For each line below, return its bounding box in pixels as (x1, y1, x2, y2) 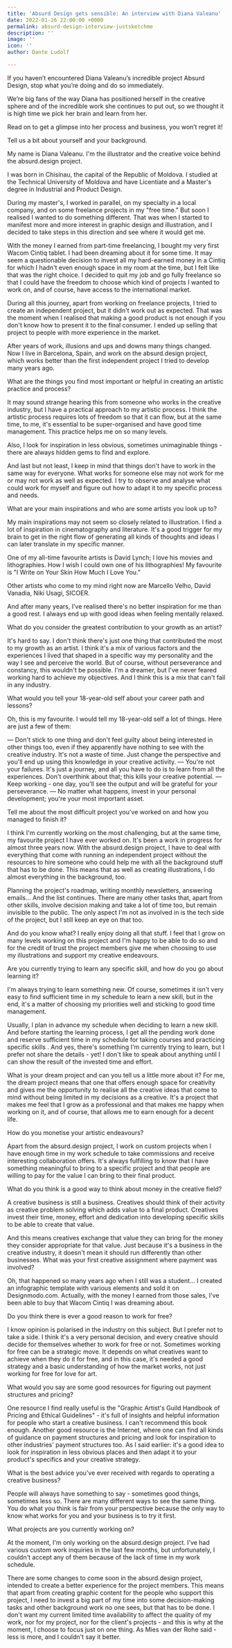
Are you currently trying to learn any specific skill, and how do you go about (7, 964, 224, 973)
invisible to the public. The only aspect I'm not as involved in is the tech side (7, 908, 224, 916)
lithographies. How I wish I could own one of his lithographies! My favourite (7, 560, 222, 568)
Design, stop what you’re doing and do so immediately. (7, 81, 164, 89)
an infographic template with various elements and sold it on (7, 1284, 180, 1292)
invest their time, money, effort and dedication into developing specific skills (7, 1212, 224, 1221)
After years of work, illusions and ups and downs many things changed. (7, 341, 212, 350)
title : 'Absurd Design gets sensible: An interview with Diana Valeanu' (7, 10, 222, 17)
